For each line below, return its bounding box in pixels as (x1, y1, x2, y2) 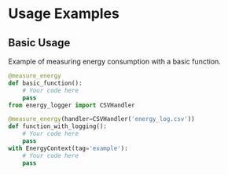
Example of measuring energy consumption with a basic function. (8, 57, 222, 66)
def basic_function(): (8, 79, 83, 87)
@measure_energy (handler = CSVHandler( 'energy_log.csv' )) (8, 115, 195, 123)
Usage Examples (8, 5, 120, 23)
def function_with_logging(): (8, 122, 108, 130)
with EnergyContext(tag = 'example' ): (8, 144, 128, 152)
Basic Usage (8, 36, 71, 49)
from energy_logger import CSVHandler (8, 101, 135, 109)
